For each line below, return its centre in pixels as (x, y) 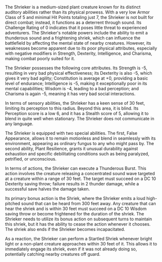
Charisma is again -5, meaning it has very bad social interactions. (70, 94)
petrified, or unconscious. (31, 159)
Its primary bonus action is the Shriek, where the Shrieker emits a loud (75, 198)
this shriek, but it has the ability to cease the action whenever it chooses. (78, 224)
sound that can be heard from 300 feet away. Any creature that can (89, 204)
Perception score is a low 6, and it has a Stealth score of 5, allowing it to (77, 113)
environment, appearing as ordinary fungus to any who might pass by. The (80, 143)
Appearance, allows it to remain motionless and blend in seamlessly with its (81, 138)
